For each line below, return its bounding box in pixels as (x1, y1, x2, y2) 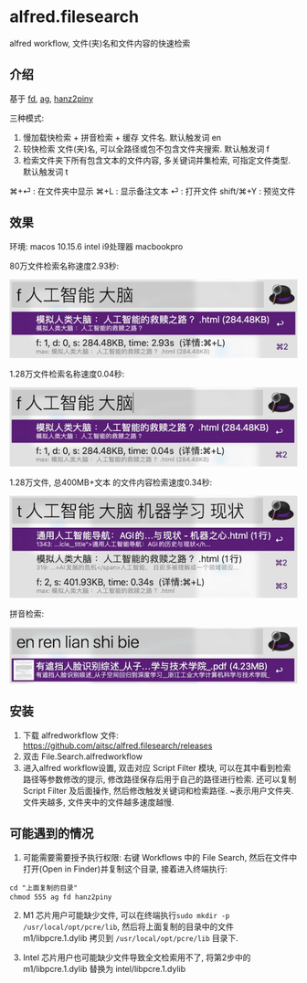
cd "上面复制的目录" (9, 883, 79, 893)
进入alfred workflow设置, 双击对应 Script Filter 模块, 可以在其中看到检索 (22, 762, 291, 773)
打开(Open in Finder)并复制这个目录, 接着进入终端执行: (22, 863, 228, 874)
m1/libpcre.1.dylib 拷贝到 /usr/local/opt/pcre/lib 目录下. (22, 932, 239, 943)
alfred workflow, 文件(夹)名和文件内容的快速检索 (9, 37, 191, 48)
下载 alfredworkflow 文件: (22, 729, 119, 741)
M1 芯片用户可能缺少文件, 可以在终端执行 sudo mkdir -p (22, 909, 230, 920)
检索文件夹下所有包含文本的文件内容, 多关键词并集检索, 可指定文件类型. (22, 154, 291, 165)
